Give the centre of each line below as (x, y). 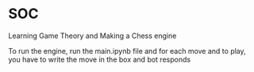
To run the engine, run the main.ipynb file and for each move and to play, (127, 51)
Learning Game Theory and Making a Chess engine (92, 36)
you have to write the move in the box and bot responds (100, 59)
